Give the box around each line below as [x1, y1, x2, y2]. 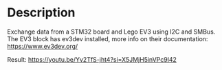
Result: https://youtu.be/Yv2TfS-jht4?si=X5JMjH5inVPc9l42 [7, 55, 177, 63]
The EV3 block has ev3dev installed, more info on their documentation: [7, 34, 208, 43]
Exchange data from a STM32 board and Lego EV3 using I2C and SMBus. [7, 27, 216, 36]
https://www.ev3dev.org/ [7, 42, 78, 50]
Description [7, 5, 76, 21]
